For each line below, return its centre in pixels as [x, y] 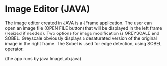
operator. [14, 49]
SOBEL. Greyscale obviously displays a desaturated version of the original [81, 38]
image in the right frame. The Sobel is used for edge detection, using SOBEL [83, 43]
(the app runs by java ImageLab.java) [43, 58]
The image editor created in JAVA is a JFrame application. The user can [79, 23]
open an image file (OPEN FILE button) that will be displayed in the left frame [83, 28]
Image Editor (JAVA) [48, 9]
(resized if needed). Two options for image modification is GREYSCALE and [82, 33]
